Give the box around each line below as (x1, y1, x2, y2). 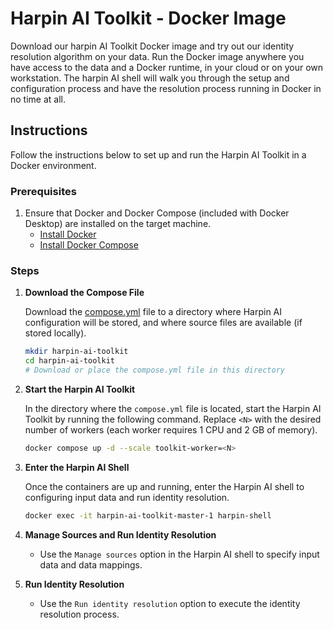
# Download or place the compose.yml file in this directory (24, 365, 286, 376)
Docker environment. (10, 159, 97, 171)
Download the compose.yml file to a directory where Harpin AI (24, 306, 283, 318)
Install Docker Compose (39, 239, 139, 251)
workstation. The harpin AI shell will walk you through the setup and (10, 72, 290, 84)
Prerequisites (10, 184, 77, 198)
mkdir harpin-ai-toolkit (24, 347, 129, 357)
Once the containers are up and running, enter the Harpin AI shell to (24, 480, 305, 492)
